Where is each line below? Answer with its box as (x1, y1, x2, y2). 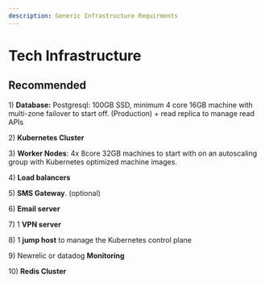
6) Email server (8, 203, 60, 214)
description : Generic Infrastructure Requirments (8, 11, 179, 20)
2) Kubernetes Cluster (8, 132, 85, 142)
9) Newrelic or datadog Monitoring (8, 251, 125, 260)
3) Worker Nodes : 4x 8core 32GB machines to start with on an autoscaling (8, 148, 258, 158)
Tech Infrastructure (8, 46, 142, 65)
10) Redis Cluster (8, 266, 67, 276)
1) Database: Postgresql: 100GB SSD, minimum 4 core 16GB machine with (8, 100, 254, 110)
